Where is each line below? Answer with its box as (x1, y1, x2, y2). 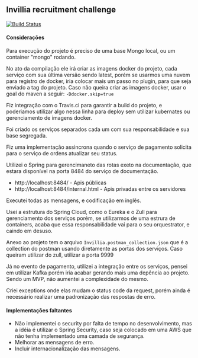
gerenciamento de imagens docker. (6, 114, 93, 122)
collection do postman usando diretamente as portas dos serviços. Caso (6, 245, 183, 252)
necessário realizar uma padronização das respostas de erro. (6, 293, 155, 301)
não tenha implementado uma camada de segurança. (14, 333, 145, 340)
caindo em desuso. (6, 228, 53, 235)
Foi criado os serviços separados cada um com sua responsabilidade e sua (6, 126, 190, 133)
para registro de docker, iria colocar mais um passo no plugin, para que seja (6, 78, 191, 85)
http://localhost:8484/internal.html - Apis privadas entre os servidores (14, 186, 186, 193)
